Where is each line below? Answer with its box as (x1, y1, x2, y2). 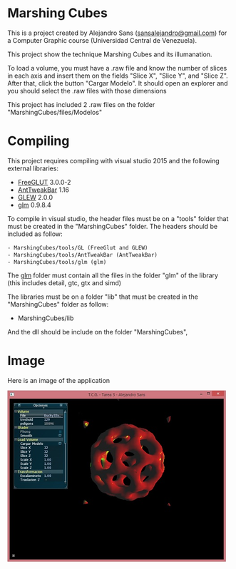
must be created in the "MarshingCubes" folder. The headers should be (7, 222, 218, 230)
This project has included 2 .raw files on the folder (7, 100, 155, 108)
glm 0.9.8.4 (17, 200, 51, 209)
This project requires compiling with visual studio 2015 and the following (7, 156, 220, 165)
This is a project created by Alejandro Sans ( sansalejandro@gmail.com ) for (7, 29, 227, 37)
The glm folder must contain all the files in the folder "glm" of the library (7, 271, 219, 280)
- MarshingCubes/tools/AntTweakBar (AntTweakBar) (7, 251, 158, 258)
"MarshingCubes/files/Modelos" (7, 108, 102, 116)
